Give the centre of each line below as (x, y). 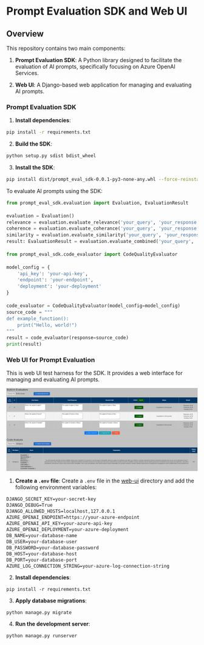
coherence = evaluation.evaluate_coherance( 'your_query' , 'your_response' (103, 229)
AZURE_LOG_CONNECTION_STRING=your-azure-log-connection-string (88, 566)
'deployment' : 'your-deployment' (59, 287)
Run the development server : (53, 624)
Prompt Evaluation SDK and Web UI (97, 11)
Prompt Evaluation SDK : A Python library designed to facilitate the (98, 60)
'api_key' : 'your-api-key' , (53, 273)
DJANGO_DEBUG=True (29, 505)
